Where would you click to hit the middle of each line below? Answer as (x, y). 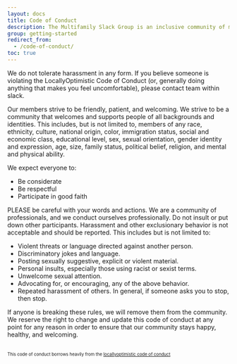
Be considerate (39, 181)
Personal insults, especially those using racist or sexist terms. (107, 268)
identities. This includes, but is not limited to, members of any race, (105, 124)
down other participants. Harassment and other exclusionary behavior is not (118, 225)
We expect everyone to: (42, 168)
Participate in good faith (53, 196)
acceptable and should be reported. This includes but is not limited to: (109, 232)
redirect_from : (30, 40)
